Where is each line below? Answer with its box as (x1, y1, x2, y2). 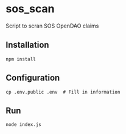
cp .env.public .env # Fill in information (5, 89, 121, 95)
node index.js (5, 122, 42, 128)
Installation (5, 40, 49, 50)
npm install (5, 56, 36, 62)
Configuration (5, 73, 60, 83)
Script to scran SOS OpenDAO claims (5, 22, 99, 29)
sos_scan (5, 2, 55, 16)
